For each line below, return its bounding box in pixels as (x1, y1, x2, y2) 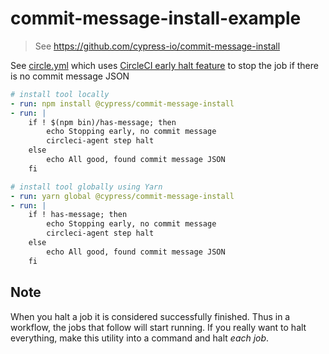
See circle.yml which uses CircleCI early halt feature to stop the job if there (10, 59, 319, 71)
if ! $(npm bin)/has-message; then (28, 117, 177, 127)
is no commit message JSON (10, 70, 130, 82)
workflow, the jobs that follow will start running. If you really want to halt (10, 321, 307, 333)
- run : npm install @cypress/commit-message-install (10, 98, 235, 109)
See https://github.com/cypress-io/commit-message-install (34, 40, 281, 52)
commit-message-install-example (10, 7, 302, 30)
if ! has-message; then (28, 210, 128, 220)
